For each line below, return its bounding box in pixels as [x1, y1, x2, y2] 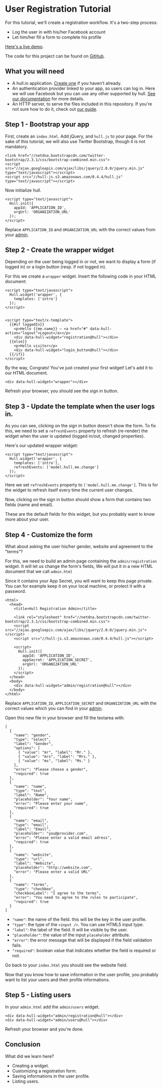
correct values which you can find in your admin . [5, 706, 103, 711]
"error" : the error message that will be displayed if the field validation [12, 937, 152, 943]
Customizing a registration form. [12, 1068, 77, 1074]
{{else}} [9, 339, 27, 344]
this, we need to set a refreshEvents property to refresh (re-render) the [5, 428, 148, 434]
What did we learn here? [5, 1053, 54, 1059]
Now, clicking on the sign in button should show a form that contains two [5, 497, 151, 503]
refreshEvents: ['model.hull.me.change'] [14, 465, 99, 470]
